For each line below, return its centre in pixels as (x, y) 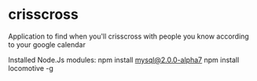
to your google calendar (47, 44)
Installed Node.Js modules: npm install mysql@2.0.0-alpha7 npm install (124, 60)
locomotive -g (31, 68)
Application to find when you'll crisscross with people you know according (128, 36)
